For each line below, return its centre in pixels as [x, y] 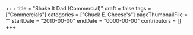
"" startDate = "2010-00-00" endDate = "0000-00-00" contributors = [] [94, 21]
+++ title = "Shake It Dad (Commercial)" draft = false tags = [79, 8]
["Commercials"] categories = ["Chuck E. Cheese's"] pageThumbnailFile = [97, 15]
